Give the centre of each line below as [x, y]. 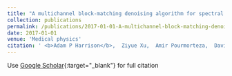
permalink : [23, 26]
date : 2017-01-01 [32, 33]
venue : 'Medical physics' [44, 39]
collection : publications [44, 20]
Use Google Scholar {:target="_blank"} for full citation [83, 65]
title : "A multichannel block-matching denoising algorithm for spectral [116, 13]
